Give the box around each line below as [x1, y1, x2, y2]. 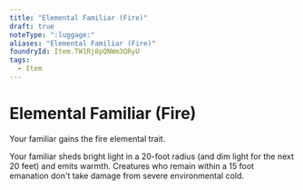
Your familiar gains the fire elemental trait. [9, 133, 166, 144]
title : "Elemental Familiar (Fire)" [9, 13, 148, 23]
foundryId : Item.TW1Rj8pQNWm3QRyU [9, 47, 141, 56]
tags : [9, 55, 30, 65]
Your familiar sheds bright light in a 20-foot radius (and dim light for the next [9, 151, 295, 162]
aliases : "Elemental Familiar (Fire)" [9, 38, 156, 48]
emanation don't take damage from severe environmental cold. [9, 170, 245, 181]
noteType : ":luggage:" [9, 30, 95, 39]
